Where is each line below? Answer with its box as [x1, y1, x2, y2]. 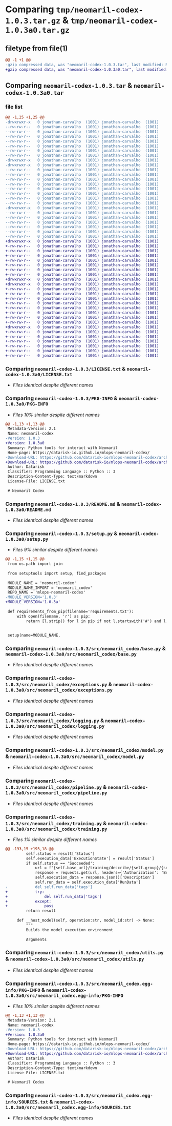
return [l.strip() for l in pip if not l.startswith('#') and [26, 619, 161, 624]
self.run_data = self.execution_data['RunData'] [35, 880, 141, 885]
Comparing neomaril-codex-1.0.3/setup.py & [5, 529, 118, 537]
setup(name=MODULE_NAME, [7, 633, 60, 638]
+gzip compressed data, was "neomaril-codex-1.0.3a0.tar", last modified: [5, 67, 168, 72]
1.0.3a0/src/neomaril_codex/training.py [5, 826, 107, 832]
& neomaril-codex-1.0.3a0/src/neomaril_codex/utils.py [5, 955, 144, 963]
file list [5, 103, 23, 110]
